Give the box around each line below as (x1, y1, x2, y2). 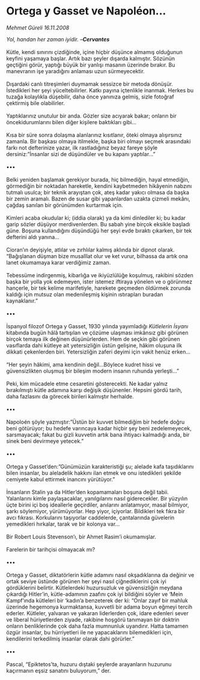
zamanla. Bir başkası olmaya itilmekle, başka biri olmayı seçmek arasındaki (6, 137, 191, 145)
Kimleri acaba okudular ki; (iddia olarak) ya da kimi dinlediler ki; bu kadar (6, 214, 186, 221)
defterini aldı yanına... (6, 233, 60, 241)
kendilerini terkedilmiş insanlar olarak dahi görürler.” (6, 635, 135, 642)
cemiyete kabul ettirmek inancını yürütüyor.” (6, 475, 115, 483)
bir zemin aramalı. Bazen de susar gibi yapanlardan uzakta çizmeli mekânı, (6, 195, 190, 202)
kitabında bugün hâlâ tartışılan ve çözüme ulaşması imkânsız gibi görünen (6, 329, 189, 336)
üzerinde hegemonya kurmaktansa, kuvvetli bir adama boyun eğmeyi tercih (6, 603, 193, 610)
